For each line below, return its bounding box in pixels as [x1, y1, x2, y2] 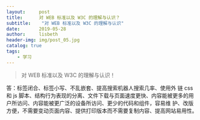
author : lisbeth [6, 32, 59, 38]
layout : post [6, 8, 50, 15]
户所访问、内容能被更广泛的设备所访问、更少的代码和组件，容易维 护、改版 [6, 99, 194, 107]
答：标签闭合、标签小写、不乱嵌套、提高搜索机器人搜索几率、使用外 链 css [6, 84, 193, 92]
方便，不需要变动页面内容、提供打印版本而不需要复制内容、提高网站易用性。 [6, 107, 198, 114]
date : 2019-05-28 [6, 25, 67, 32]
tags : [6, 48, 20, 55]
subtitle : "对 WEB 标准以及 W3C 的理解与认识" [6, 20, 124, 26]
